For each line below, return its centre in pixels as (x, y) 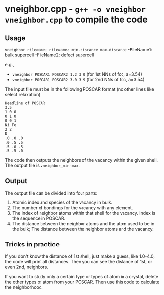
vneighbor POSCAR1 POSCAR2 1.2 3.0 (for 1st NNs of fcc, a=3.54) (77, 74)
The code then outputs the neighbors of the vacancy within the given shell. (82, 160)
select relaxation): (23, 94)
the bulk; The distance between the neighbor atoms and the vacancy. (83, 229)
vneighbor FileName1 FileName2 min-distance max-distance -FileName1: (79, 50)
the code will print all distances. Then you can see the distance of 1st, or (79, 261)
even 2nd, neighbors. (27, 267)
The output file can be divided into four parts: (51, 193)
